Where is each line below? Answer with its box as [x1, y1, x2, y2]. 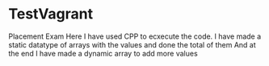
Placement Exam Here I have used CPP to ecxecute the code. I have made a [8, 31, 262, 41]
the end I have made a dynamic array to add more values [8, 48, 198, 58]
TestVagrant [8, 5, 94, 23]
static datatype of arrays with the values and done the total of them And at [8, 39, 256, 49]
